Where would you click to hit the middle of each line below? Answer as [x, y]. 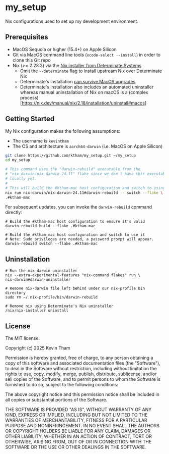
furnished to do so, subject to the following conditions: [62, 385]
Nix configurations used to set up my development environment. [72, 21]
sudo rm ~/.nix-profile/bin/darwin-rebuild [52, 297]
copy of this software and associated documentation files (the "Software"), [83, 363]
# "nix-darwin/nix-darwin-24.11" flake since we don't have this [75, 174]
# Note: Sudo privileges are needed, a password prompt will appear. [80, 239]
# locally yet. [21, 179]
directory [16, 293]
